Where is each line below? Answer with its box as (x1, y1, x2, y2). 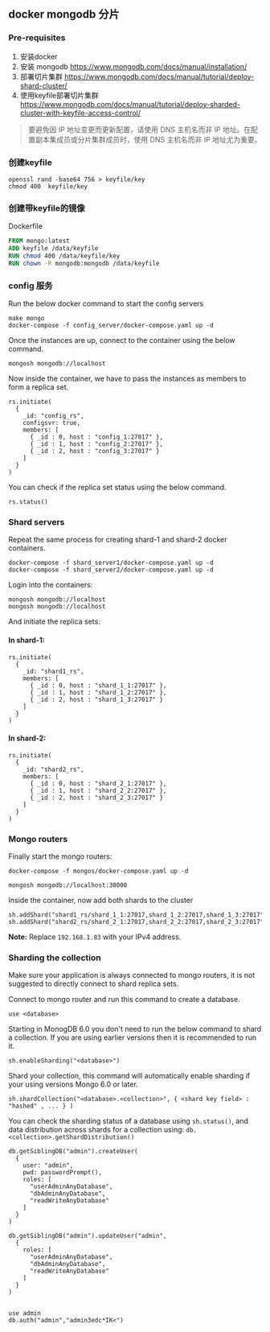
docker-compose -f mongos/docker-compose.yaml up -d (8, 868, 189, 876)
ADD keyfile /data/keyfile (8, 245, 99, 253)
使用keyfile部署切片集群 (19, 90, 99, 100)
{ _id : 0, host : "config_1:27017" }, (29, 433, 163, 441)
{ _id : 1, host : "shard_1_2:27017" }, (29, 688, 167, 696)
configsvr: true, (22, 419, 81, 427)
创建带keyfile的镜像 (8, 202, 86, 213)
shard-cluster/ (19, 80, 67, 90)
